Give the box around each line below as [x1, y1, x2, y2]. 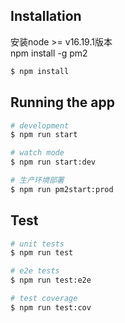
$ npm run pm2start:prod [10, 184, 114, 194]
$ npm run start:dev [10, 157, 97, 168]
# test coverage [10, 294, 78, 304]
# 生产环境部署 [10, 175, 65, 185]
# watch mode [10, 148, 65, 158]
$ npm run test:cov [10, 302, 92, 313]
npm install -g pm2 [10, 47, 88, 59]
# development [10, 120, 70, 131]
